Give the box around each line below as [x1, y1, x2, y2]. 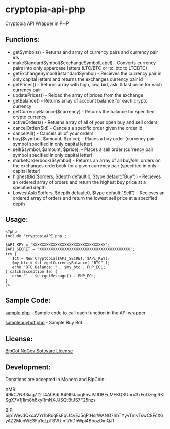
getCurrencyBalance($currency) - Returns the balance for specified [12, 108, 155, 114]
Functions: [5, 35, 40, 44]
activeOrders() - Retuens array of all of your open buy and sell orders [12, 119, 158, 125]
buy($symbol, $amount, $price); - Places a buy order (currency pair [12, 135, 155, 141]
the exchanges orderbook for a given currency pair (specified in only [12, 162, 157, 169]
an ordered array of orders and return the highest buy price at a [12, 179, 146, 185]
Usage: [5, 215, 29, 224]
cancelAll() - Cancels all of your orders [12, 130, 94, 136]
